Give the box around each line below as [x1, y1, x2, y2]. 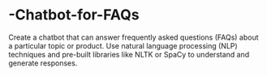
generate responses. [8, 58, 78, 68]
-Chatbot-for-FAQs [8, 6, 140, 24]
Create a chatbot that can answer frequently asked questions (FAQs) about [8, 32, 259, 42]
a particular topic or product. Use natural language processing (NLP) [8, 40, 238, 50]
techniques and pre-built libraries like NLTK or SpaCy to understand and [8, 49, 250, 59]
